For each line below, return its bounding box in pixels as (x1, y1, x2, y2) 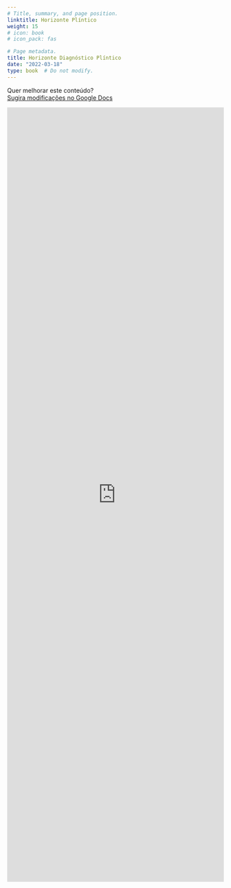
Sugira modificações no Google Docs (7, 94, 113, 102)
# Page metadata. (7, 48, 57, 55)
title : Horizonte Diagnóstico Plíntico (7, 54, 122, 62)
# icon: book (7, 29, 45, 36)
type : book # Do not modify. (7, 67, 94, 74)
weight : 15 (7, 23, 38, 30)
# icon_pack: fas (7, 36, 57, 43)
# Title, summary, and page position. (7, 10, 118, 17)
